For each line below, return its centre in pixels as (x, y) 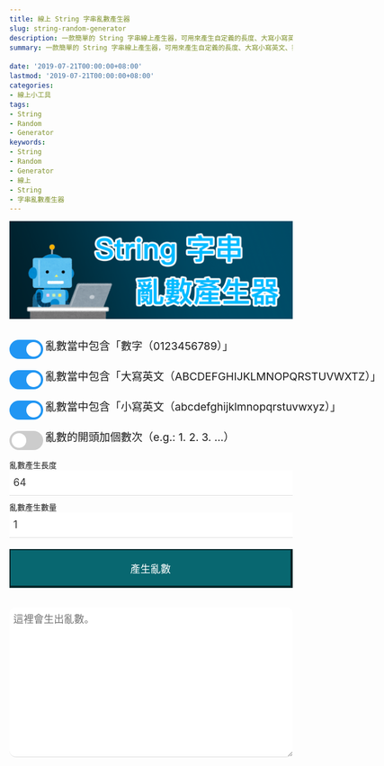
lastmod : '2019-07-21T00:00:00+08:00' (82, 77)
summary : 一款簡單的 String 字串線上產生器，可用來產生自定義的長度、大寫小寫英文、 (151, 48)
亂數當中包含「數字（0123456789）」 (139, 346)
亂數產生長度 (33, 464)
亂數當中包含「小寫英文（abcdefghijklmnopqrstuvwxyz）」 (193, 407)
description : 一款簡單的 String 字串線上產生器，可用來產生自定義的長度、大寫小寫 (149, 38)
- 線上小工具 (30, 95)
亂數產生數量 (33, 507)
